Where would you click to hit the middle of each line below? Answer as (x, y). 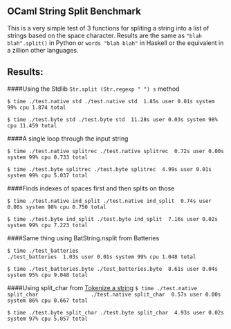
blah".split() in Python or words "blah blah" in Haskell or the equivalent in (115, 43)
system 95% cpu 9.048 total (48, 275)
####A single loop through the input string (68, 139)
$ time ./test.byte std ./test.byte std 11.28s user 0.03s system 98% (112, 119)
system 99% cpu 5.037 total (48, 175)
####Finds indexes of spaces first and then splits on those (91, 188)
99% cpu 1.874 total (37, 107)
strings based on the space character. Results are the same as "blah (104, 35)
